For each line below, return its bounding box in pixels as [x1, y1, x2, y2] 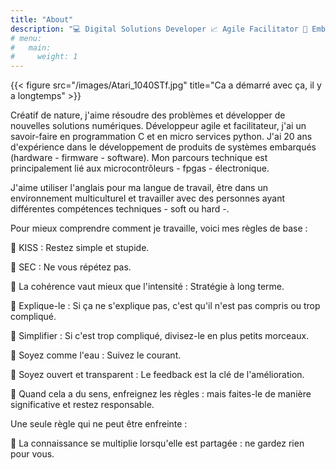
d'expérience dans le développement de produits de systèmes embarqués [10, 141, 317, 153]
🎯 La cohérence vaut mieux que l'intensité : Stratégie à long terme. [10, 281, 285, 293]
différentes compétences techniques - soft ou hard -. [10, 203, 230, 215]
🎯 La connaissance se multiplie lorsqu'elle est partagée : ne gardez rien [10, 437, 305, 450]
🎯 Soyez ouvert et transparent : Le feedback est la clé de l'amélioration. [10, 369, 305, 381]
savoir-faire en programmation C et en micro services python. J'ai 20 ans [10, 131, 313, 143]
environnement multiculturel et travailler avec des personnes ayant [10, 192, 285, 205]
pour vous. [10, 448, 55, 460]
